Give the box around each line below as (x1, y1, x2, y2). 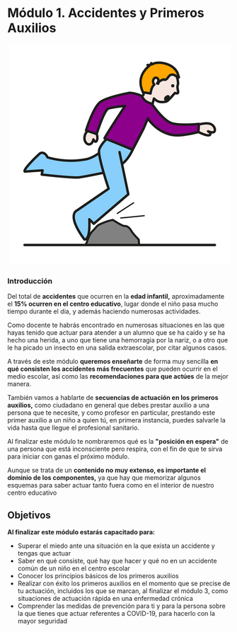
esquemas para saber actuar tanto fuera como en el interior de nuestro (7, 481, 214, 490)
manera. (7, 380, 32, 389)
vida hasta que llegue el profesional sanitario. (7, 423, 140, 432)
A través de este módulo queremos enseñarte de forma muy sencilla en (7, 357, 219, 366)
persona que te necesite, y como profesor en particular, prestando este (7, 408, 216, 417)
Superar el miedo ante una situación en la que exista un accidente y (17, 541, 216, 550)
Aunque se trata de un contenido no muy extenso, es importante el (7, 466, 207, 475)
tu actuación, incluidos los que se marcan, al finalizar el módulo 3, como (17, 587, 229, 595)
